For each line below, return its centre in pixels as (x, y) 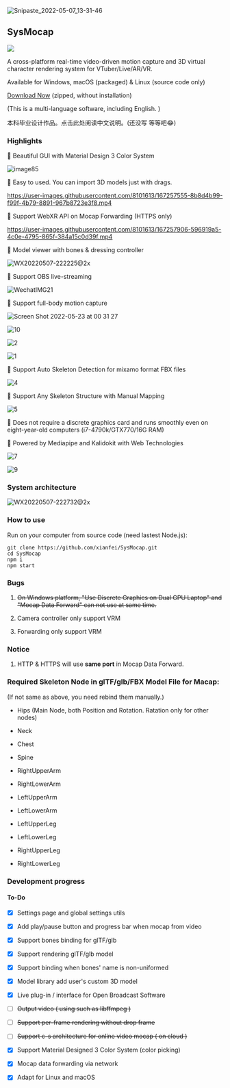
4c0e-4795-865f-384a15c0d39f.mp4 (60, 237)
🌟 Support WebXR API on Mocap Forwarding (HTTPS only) (90, 217)
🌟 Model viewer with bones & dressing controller (75, 250)
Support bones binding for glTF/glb (67, 940)
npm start (21, 565)
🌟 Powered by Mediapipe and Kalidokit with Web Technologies (95, 443)
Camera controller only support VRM (69, 618)
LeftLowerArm (37, 810)
